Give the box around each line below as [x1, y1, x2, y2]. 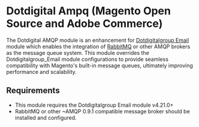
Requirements [6, 85, 60, 96]
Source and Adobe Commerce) [6, 17, 163, 30]
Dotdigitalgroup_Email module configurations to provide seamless [6, 55, 169, 63]
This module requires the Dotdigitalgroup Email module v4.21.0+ [14, 101, 174, 109]
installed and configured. [14, 114, 77, 121]
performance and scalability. [6, 68, 77, 75]
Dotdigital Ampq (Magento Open [6, 4, 171, 18]
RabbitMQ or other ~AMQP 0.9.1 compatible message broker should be [14, 107, 190, 114]
